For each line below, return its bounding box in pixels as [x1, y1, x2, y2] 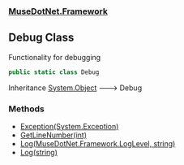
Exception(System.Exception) [19, 121, 119, 131]
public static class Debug [8, 67, 100, 76]
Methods [8, 103, 45, 115]
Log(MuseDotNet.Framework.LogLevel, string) [19, 138, 176, 148]
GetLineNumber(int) [19, 130, 88, 140]
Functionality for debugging [8, 52, 101, 62]
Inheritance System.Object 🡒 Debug [8, 83, 143, 93]
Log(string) [19, 147, 58, 157]
